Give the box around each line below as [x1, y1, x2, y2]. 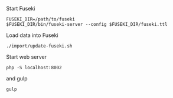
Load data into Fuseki [6, 32, 58, 39]
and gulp [6, 75, 28, 82]
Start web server [6, 53, 47, 60]
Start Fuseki [6, 5, 35, 12]
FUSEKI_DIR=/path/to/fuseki [6, 16, 76, 22]
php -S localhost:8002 [6, 65, 62, 70]
